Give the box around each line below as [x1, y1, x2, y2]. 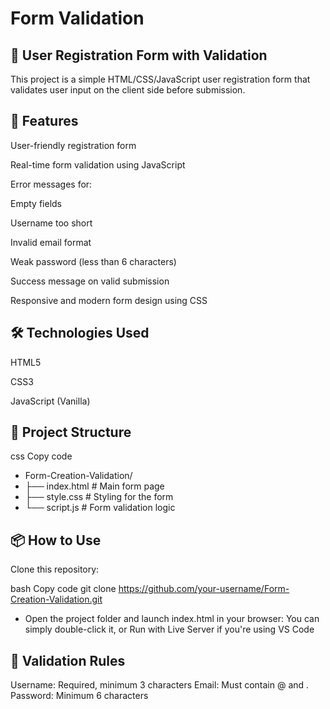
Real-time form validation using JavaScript [10, 158, 186, 171]
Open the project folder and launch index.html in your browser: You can [24, 613, 320, 625]
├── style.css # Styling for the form [24, 491, 174, 503]
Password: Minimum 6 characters [10, 690, 149, 702]
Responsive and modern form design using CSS [10, 294, 208, 306]
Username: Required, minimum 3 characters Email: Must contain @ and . [10, 679, 310, 691]
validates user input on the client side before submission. [10, 84, 246, 96]
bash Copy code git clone [10, 583, 117, 595]
